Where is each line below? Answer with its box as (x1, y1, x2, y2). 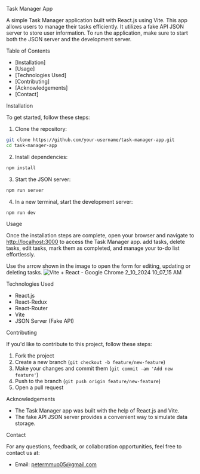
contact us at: (6, 449, 40, 457)
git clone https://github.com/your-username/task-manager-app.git (6, 137, 175, 143)
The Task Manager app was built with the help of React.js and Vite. (14, 407, 180, 414)
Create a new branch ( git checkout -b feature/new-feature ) (14, 359, 166, 366)
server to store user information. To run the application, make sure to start (6, 29, 188, 36)
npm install (6, 164, 36, 171)
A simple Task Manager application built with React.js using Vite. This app (6, 17, 188, 23)
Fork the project (14, 352, 55, 359)
